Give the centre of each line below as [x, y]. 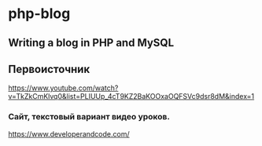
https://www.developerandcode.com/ [69, 133]
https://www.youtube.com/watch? [63, 88]
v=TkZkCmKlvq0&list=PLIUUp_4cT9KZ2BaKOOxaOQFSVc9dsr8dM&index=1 [131, 97]
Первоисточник [49, 69]
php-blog [39, 14]
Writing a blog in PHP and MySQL [91, 43]
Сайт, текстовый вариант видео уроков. [89, 117]
